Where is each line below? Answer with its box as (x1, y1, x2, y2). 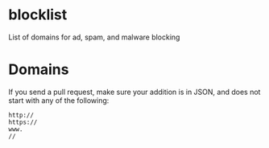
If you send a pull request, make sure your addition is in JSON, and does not (8, 87, 261, 97)
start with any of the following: (8, 95, 110, 105)
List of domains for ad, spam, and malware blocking (8, 32, 180, 42)
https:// (8, 118, 38, 126)
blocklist (8, 6, 68, 24)
